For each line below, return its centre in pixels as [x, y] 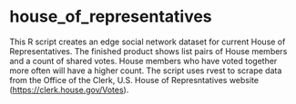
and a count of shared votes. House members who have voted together [143, 61]
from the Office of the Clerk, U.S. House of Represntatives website [134, 80]
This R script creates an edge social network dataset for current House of [148, 42]
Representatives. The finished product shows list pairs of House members [148, 51]
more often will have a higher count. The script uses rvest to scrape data [146, 71]
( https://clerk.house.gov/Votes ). [69, 90]
